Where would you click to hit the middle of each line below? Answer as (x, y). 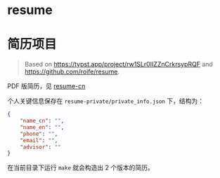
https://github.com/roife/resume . (72, 71)
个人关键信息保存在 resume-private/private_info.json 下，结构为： (105, 101)
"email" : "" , (39, 140)
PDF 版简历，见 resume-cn (46, 86)
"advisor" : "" (40, 147)
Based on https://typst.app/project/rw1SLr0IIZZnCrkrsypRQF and (118, 64)
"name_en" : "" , (42, 127)
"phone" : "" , (39, 134)
